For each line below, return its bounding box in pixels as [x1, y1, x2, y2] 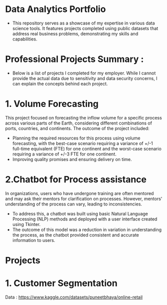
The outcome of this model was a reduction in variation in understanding [12, 226, 162, 232]
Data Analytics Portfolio [5, 3, 106, 15]
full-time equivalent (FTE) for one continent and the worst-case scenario [12, 145, 162, 151]
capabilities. [12, 36, 37, 42]
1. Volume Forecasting [5, 98, 99, 109]
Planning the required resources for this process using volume [12, 135, 141, 141]
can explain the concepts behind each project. [12, 80, 108, 86]
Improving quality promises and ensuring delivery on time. [12, 156, 132, 162]
